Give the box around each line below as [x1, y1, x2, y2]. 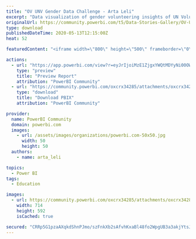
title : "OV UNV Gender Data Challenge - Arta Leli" [6, 8, 134, 15]
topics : [6, 165, 25, 171]
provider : [6, 110, 30, 117]
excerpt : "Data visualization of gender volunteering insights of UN [6, 14, 179, 20]
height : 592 [16, 208, 45, 214]
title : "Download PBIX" [16, 95, 75, 101]
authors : [11, 149, 33, 155]
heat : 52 [6, 36, 27, 41]
